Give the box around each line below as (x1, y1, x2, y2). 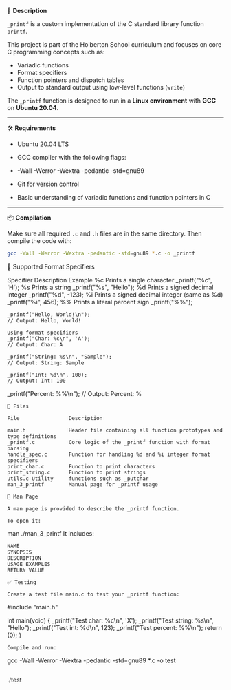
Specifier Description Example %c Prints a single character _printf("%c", (7, 275, 212, 284)
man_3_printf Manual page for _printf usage (7, 481, 158, 488)
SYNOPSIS (7, 548, 32, 556)
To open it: (7, 517, 41, 524)
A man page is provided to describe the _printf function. (7, 505, 180, 512)
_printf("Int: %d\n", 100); (7, 371, 88, 378)
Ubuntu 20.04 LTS (16, 140, 69, 148)
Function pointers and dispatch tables (16, 76, 124, 84)
